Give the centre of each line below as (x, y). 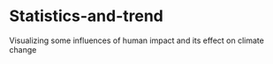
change (23, 49)
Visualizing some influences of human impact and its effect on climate (137, 40)
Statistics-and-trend (86, 16)
